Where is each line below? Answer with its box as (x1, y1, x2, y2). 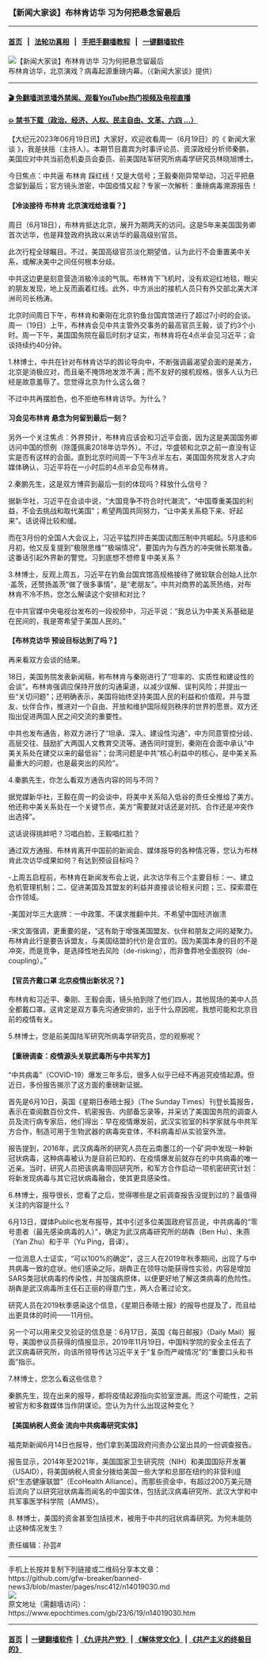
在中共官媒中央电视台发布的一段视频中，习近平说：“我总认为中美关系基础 (8, 606, 248, 616)
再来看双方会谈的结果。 (8, 655, 85, 664)
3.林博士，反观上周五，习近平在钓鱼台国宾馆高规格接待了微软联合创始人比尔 (8, 570, 257, 579)
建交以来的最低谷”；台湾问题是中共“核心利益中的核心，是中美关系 (42, 748, 257, 758)
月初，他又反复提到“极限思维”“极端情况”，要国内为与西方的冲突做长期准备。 (8, 543, 256, 552)
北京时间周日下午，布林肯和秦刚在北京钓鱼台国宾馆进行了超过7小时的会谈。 (8, 310, 255, 319)
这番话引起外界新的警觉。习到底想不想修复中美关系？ (8, 552, 182, 562)
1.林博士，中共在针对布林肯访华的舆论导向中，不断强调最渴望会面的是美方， (8, 357, 256, 366)
